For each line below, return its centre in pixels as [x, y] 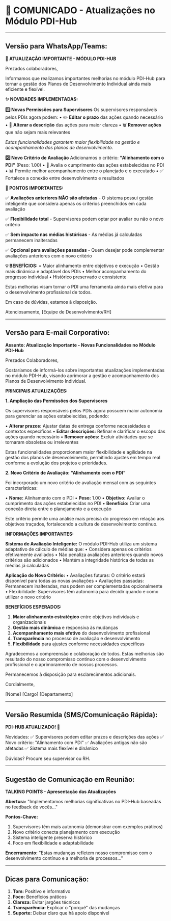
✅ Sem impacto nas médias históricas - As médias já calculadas [74, 234]
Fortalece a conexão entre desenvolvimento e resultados [65, 178]
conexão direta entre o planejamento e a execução [59, 509]
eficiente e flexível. [25, 89]
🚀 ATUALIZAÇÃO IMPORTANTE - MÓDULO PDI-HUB [61, 59]
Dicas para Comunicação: [47, 879]
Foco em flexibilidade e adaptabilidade [53, 843]
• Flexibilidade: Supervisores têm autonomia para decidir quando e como [82, 591]
